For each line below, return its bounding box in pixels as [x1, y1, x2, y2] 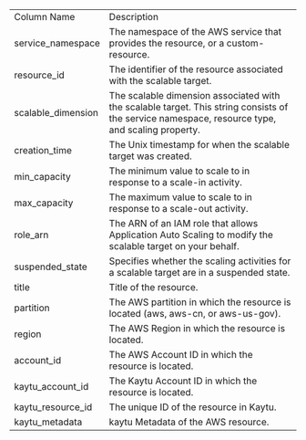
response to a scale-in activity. [108, 176, 243, 188]
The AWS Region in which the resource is [108, 322, 285, 334]
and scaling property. [108, 123, 200, 136]
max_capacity [14, 196, 74, 209]
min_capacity [14, 171, 71, 183]
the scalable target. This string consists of [108, 100, 289, 113]
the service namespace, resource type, [108, 112, 277, 124]
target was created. [108, 150, 193, 162]
